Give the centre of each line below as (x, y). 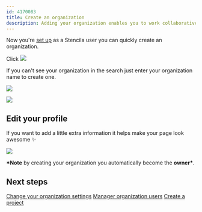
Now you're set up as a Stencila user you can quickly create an (84, 40)
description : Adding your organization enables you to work (83, 23)
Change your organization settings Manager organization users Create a (96, 196)
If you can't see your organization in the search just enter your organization (99, 70)
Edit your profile (37, 118)
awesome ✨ (21, 140)
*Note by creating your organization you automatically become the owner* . (100, 163)
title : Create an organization (45, 17)
